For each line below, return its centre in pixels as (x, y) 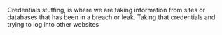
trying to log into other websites (53, 24)
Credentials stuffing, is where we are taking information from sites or (106, 10)
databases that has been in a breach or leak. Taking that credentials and (111, 17)
